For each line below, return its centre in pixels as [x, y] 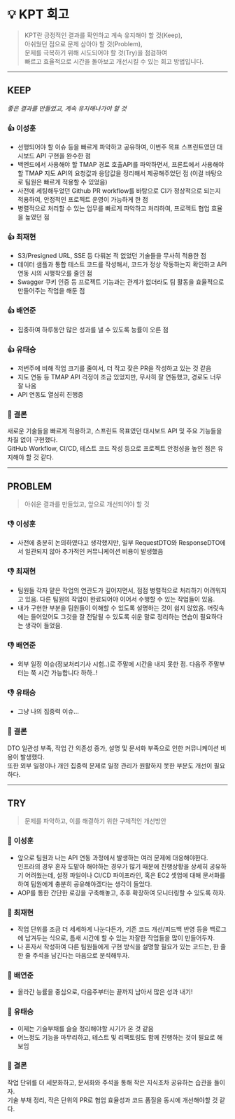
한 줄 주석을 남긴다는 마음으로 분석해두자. [73, 955]
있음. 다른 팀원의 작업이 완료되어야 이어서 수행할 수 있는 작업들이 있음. [120, 599]
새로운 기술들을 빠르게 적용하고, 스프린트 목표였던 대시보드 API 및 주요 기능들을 [115, 431]
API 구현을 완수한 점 [63, 156]
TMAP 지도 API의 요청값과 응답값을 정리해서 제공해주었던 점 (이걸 [114, 173]
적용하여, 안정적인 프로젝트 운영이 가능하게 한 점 [83, 200]
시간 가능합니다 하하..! [68, 672]
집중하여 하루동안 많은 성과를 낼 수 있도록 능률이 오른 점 [93, 330]
